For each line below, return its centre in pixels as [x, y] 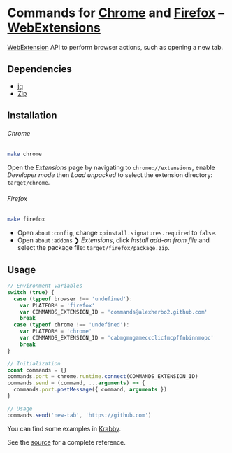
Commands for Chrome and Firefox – [116, 13]
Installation [32, 116]
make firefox [26, 219]
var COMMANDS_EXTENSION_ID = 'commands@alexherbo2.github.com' [114, 312]
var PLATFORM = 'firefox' [58, 305]
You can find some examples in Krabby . [64, 428]
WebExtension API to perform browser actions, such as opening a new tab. [115, 47]
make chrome [24, 154]
